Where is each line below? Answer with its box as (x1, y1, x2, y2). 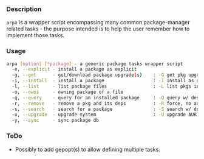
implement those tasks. (6, 32, 65, 39)
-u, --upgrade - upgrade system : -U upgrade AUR (12, 111, 197, 118)
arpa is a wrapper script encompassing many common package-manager (6, 19, 190, 26)
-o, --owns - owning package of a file (12, 89, 123, 95)
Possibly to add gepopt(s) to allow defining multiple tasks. (15, 146, 161, 153)
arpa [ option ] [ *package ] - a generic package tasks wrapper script (6, 60, 183, 67)
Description (6, 5, 42, 13)
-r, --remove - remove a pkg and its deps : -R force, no (12, 100, 191, 107)
